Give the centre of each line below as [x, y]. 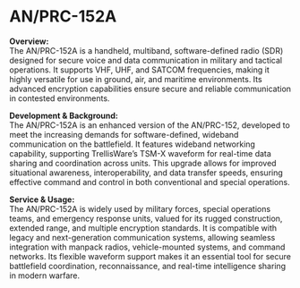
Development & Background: [64, 115]
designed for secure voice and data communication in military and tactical [146, 60]
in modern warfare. [45, 275]
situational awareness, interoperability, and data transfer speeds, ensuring [146, 173]
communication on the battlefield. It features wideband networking [132, 144]
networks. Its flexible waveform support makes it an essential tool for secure [150, 256]
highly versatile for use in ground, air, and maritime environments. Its [136, 79]
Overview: [29, 41]
